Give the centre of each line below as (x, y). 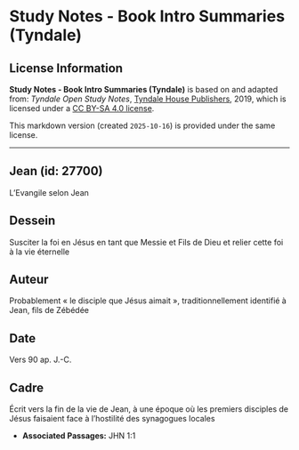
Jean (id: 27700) (57, 171)
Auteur (29, 280)
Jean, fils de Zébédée (49, 310)
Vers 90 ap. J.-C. (40, 360)
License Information (66, 68)
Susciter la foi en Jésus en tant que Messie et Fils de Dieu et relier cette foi (146, 242)
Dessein (32, 221)
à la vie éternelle (39, 252)
